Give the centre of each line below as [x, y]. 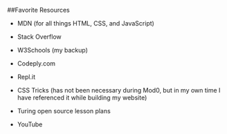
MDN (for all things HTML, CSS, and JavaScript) [85, 23]
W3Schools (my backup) [53, 50]
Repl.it [26, 77]
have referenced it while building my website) [82, 97]
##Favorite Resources [39, 10]
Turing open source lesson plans [64, 111]
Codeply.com [36, 64]
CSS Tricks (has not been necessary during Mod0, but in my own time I [119, 90]
